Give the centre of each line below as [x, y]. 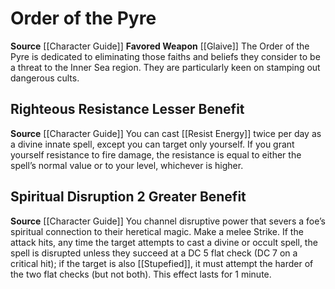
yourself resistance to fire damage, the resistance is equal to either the [156, 154]
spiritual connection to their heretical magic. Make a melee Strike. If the [157, 231]
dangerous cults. [45, 78]
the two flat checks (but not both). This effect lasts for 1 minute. [141, 274]
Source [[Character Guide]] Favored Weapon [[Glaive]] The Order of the [160, 46]
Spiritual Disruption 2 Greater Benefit [128, 197]
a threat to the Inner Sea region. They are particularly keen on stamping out [165, 67]
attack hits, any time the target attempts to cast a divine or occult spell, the [164, 242]
